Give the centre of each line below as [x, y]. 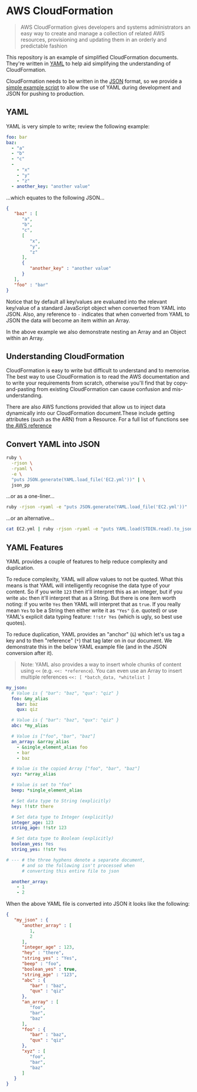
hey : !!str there [33, 806]
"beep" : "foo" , [41, 964]
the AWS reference [29, 426]
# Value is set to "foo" [42, 785]
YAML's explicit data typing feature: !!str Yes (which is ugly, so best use [94, 616]
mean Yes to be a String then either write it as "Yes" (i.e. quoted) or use [92, 610]
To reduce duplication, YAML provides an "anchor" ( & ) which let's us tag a [95, 634]
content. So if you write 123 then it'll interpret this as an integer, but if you [94, 592]
